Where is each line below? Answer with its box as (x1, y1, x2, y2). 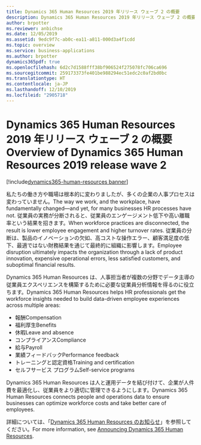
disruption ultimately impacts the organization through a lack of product (6, 248, 183, 255)
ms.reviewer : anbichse (6, 25, 63, 32)
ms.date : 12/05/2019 (6, 31, 58, 37)
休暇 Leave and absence (14, 328, 74, 336)
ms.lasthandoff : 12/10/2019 (6, 87, 77, 93)
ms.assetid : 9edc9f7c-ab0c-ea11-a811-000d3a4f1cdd (6, 36, 135, 42)
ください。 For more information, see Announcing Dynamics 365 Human (6, 425, 184, 432)
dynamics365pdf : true (6, 59, 60, 65)
